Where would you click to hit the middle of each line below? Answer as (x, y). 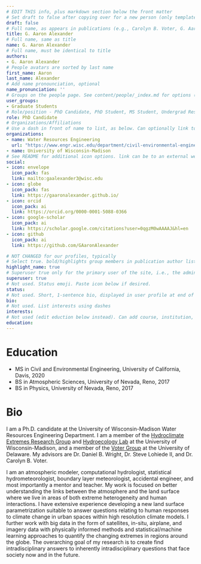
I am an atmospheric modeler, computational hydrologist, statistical (89, 472)
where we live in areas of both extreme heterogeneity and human (87, 498)
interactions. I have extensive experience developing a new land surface (95, 504)
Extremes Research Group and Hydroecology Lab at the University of (92, 441)
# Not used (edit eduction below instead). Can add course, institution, (100, 318)
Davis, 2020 (30, 375)
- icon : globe (24, 184)
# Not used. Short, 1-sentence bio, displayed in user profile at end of (100, 295)
